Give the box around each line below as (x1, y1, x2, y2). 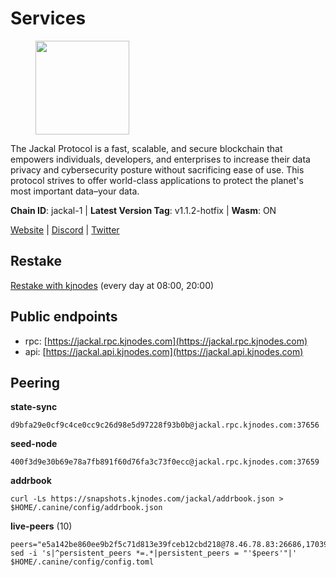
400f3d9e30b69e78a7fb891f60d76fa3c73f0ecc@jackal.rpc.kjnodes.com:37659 (10, 457, 320, 467)
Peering (10, 374, 61, 391)
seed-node (10, 438, 58, 450)
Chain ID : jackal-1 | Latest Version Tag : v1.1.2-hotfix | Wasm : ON (10, 204, 277, 216)
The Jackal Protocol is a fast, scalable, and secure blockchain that (10, 142, 283, 154)
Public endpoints (10, 308, 118, 326)
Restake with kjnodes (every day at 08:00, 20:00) (10, 279, 215, 291)
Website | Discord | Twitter (10, 223, 120, 236)
